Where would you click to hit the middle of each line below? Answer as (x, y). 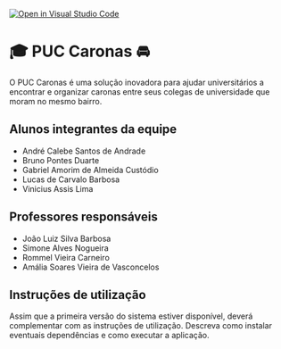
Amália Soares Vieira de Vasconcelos (91, 267)
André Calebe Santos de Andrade (84, 151)
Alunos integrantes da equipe (93, 129)
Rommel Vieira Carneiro (66, 257)
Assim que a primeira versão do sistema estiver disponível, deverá (131, 316)
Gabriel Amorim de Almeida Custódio (90, 170)
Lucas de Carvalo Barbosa (71, 179)
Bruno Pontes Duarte (61, 160)
